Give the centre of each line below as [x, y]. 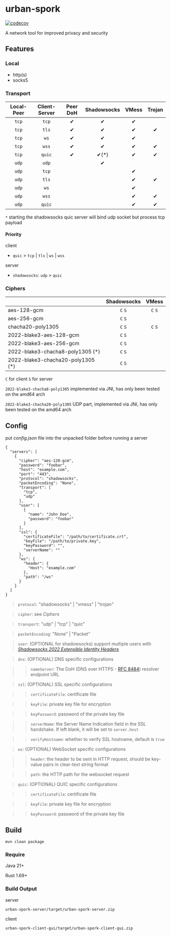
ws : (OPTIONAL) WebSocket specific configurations [72, 749]
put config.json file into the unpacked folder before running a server [76, 438]
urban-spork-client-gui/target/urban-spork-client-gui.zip [69, 928]
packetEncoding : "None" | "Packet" [54, 634]
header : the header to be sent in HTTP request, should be [90, 759]
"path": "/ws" [38, 577]
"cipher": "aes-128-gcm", [46, 461]
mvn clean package [25, 842]
